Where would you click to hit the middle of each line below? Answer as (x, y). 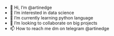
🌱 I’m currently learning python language (51, 18)
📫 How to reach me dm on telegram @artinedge (59, 28)
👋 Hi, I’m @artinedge (31, 8)
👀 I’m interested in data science (42, 13)
